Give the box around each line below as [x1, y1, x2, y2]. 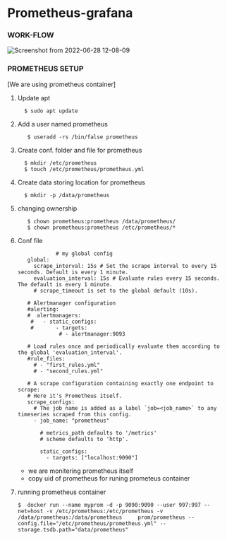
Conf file [17, 236, 43, 245]
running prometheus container [17, 488, 106, 496]
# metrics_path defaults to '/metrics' [39, 429, 157, 436]
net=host [17, 507, 44, 515]
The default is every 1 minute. [17, 281, 113, 288]
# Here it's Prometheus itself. [27, 392, 123, 399]
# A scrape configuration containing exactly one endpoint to [27, 380, 214, 387]
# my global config [55, 250, 113, 257]
